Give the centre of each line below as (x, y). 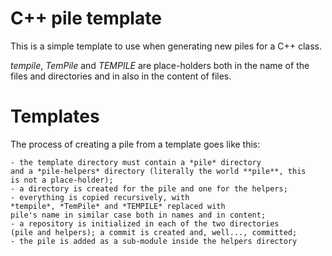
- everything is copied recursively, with (100, 197)
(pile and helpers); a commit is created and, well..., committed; (154, 232)
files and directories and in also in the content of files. (121, 76)
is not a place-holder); (62, 180)
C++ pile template (86, 18)
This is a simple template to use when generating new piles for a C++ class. (166, 46)
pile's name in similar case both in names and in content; (138, 215)
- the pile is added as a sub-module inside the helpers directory (154, 241)
